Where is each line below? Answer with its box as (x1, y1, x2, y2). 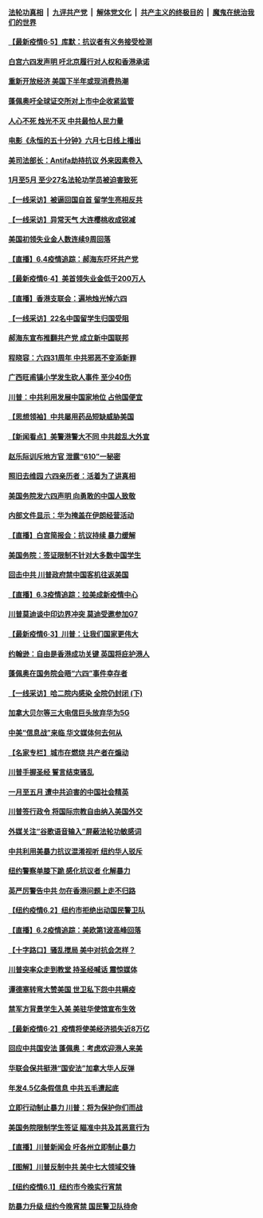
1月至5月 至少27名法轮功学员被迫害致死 (8, 175, 138, 185)
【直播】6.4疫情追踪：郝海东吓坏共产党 (8, 254, 139, 263)
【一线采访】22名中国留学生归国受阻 (8, 313, 129, 323)
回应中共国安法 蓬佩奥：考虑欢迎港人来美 (8, 1043, 143, 1053)
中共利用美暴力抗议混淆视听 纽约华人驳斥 (8, 846, 143, 856)
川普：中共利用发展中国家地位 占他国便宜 (8, 392, 143, 402)
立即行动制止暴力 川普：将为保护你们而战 (8, 1103, 143, 1113)
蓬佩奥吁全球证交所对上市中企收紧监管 (8, 96, 134, 105)
